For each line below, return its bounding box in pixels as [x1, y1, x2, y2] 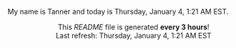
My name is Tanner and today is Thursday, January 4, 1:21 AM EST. [7, 7, 229, 16]
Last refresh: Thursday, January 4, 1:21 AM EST [55, 31, 212, 40]
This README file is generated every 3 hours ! [58, 22, 210, 31]
